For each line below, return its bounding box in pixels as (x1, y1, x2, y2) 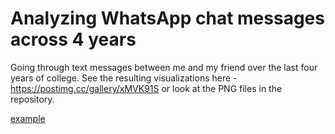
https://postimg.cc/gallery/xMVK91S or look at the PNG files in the (10, 82, 283, 94)
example (10, 112, 46, 124)
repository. (10, 93, 55, 105)
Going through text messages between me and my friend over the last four (10, 61, 318, 73)
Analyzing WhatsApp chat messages (10, 7, 325, 30)
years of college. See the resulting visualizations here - (10, 72, 238, 84)
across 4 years (10, 28, 137, 51)
